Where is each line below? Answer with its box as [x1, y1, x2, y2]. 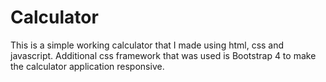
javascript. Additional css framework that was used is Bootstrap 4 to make [10, 49, 317, 61]
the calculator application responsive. [10, 60, 165, 72]
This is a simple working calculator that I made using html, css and [10, 39, 285, 51]
